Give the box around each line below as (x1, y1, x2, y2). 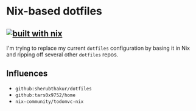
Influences (6, 69, 48, 79)
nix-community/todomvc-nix (15, 98, 84, 104)
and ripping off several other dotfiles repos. (6, 51, 119, 58)
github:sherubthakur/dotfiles (15, 86, 93, 92)
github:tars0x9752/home (15, 92, 76, 98)
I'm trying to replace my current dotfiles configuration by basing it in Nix (6, 44, 191, 52)
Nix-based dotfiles (6, 4, 102, 18)
